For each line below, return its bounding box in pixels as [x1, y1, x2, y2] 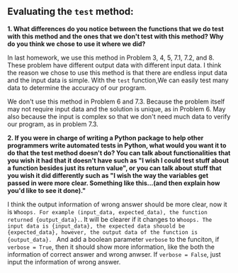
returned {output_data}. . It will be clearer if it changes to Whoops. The [7, 215, 212, 223]
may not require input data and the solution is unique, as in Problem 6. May [7, 104, 226, 113]
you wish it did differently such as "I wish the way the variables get [7, 171, 209, 179]
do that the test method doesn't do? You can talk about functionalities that [7, 148, 231, 157]
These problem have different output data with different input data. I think [7, 60, 222, 69]
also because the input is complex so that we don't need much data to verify [7, 112, 231, 121]
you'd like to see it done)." [7, 186, 86, 194]
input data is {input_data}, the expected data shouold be [7, 223, 186, 230]
